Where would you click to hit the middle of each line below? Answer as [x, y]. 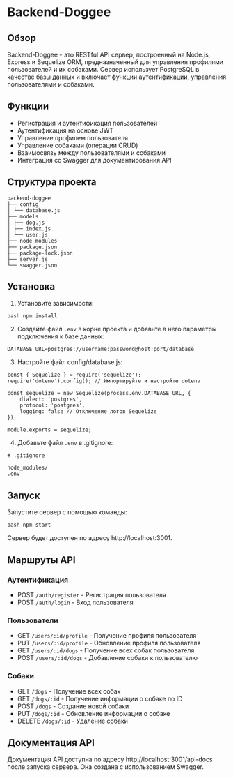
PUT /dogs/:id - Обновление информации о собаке [94, 713]
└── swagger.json [32, 265]
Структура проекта [52, 182]
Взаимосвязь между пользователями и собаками [91, 152]
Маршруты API [41, 560]
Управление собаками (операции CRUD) [78, 145]
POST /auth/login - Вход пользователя [75, 602]
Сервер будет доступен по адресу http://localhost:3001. [90, 538]
